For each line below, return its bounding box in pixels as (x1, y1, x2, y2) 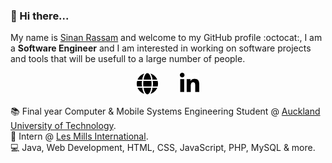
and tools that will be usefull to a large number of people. (10, 53, 246, 65)
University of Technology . (10, 120, 117, 132)
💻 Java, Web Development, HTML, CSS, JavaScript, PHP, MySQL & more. (10, 142, 316, 154)
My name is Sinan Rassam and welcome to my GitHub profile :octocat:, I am (10, 32, 323, 44)
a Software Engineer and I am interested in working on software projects (10, 42, 312, 54)
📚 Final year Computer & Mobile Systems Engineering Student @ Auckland (10, 105, 321, 118)
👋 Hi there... (10, 9, 70, 23)
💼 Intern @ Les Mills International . (10, 130, 149, 143)
